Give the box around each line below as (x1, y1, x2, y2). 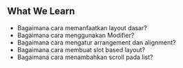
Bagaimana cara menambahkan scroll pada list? (17, 53, 153, 61)
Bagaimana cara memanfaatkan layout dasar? (17, 23, 147, 32)
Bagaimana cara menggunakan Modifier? (17, 31, 135, 39)
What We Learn (7, 5, 75, 17)
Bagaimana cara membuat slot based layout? (17, 45, 146, 54)
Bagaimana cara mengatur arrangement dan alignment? (17, 38, 176, 47)
